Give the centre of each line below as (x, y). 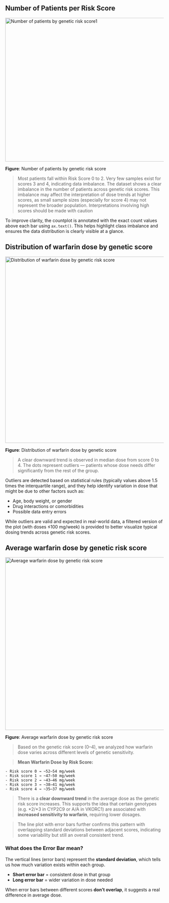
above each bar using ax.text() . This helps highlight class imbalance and (82, 226)
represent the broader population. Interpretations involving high (83, 205)
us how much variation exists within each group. (55, 865)
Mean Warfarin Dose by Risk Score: (55, 762)
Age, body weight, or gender (42, 501)
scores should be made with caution (55, 210)
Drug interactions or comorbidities (48, 506)
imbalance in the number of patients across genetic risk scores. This (89, 189)
